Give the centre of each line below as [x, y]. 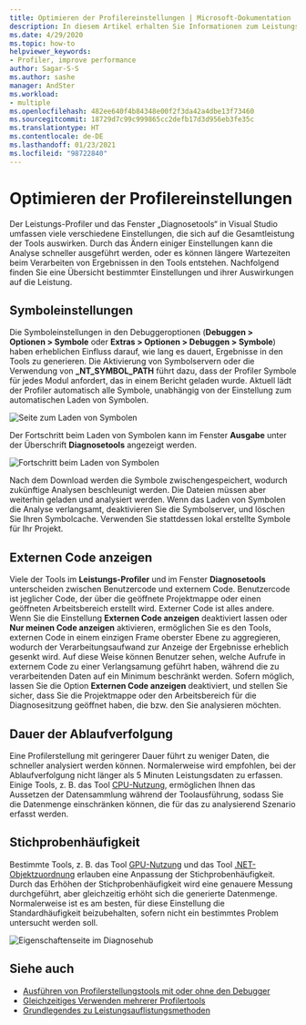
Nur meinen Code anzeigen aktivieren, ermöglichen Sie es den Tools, [140, 628]
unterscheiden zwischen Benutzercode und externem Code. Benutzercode [150, 589]
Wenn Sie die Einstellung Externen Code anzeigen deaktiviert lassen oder [148, 618]
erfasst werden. [39, 814]
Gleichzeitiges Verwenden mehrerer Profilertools [114, 1000]
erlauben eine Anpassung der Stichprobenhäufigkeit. [176, 874]
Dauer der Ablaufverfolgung [91, 734]
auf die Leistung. [41, 282]
